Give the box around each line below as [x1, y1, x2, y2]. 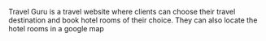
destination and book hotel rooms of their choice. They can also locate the [8, 15, 258, 25]
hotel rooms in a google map [8, 24, 104, 33]
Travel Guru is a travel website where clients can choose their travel [8, 7, 236, 16]
